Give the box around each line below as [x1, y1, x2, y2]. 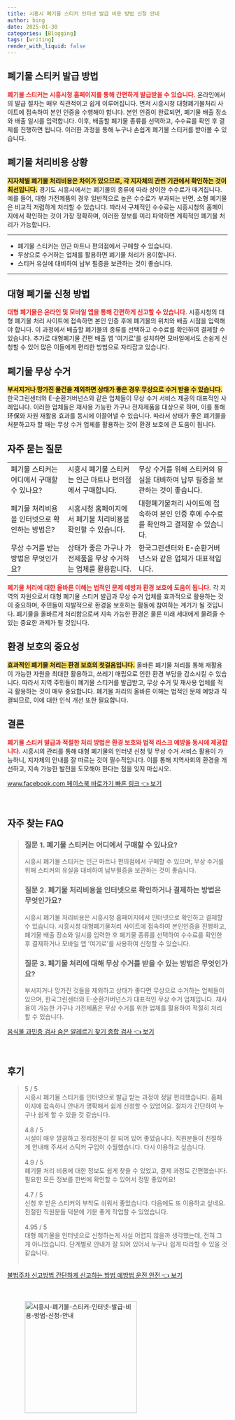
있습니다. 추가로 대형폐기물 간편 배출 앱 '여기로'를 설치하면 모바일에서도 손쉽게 [7, 334, 220, 343]
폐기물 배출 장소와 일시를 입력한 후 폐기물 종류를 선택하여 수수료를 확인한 [24, 930, 222, 939]
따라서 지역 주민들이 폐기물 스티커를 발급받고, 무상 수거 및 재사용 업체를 [22, 678, 216, 687]
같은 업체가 [159, 554, 194, 563]
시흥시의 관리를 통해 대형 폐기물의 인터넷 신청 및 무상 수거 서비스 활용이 [22, 747, 216, 755]
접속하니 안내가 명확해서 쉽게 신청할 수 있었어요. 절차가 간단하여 [43, 1102, 217, 1110]
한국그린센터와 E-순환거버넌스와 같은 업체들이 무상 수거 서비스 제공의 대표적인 [7, 394, 220, 402]
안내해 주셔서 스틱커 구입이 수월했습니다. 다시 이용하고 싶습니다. [31, 1142, 206, 1151]
